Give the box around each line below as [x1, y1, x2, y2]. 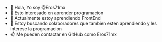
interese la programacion [10, 26, 62, 32]
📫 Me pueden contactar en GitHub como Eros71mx [10, 31, 117, 37]
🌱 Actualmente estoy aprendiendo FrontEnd [10, 15, 101, 21]
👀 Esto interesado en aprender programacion [10, 10, 104, 16]
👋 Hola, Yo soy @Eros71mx [10, 5, 66, 10]
